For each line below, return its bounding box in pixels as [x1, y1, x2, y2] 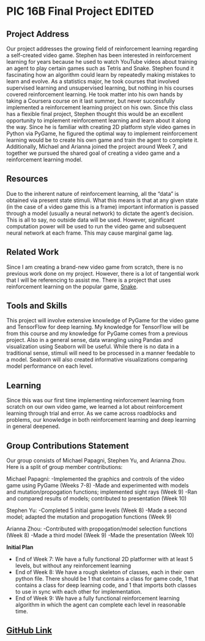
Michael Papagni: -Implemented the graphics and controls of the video [6, 475, 185, 483]
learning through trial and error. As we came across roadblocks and [6, 410, 177, 417]
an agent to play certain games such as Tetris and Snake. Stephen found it [6, 64, 194, 72]
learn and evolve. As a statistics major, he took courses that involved [6, 78, 179, 85]
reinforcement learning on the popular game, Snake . [6, 282, 138, 290]
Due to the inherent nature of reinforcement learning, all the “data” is [6, 190, 179, 197]
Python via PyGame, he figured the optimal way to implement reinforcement [6, 130, 198, 137]
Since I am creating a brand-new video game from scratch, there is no [6, 263, 184, 271]
